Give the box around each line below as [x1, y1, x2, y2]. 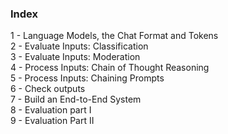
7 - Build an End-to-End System [10, 93, 142, 106]
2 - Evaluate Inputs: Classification [10, 40, 149, 52]
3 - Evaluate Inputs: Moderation [10, 51, 141, 63]
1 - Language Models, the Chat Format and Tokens [10, 30, 219, 42]
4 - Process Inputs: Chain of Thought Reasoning [10, 62, 210, 74]
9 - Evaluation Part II [10, 115, 95, 127]
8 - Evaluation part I [10, 104, 92, 116]
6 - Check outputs [10, 83, 86, 95]
